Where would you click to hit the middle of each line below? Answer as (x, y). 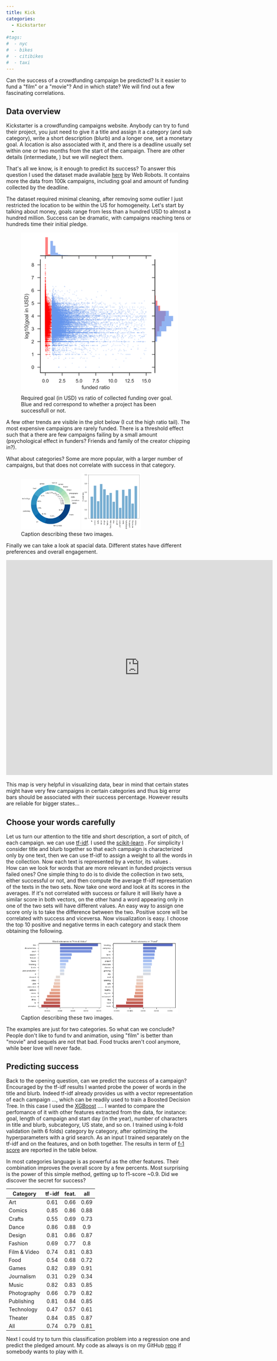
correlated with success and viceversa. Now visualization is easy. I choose (97, 919)
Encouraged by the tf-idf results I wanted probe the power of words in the (96, 1087)
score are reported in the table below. (52, 1150)
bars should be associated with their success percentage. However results (97, 797)
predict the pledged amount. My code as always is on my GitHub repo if (94, 1346)
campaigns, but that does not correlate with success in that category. (91, 465)
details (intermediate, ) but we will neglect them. (65, 157)
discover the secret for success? (46, 1181)
